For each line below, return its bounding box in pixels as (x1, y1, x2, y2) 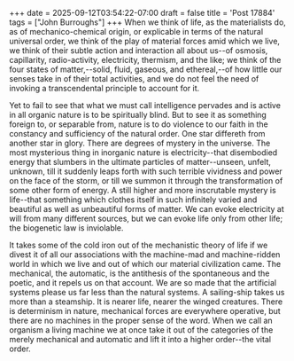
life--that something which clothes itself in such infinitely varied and (9, 194, 258, 205)
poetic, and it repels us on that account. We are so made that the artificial (9, 278, 277, 287)
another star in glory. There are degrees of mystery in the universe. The (9, 137, 271, 148)
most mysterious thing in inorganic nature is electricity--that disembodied (9, 147, 278, 158)
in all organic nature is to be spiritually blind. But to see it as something (9, 110, 267, 120)
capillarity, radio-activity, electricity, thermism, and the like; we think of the (9, 55, 282, 65)
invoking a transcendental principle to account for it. (9, 83, 200, 93)
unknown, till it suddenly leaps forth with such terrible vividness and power (9, 166, 283, 177)
